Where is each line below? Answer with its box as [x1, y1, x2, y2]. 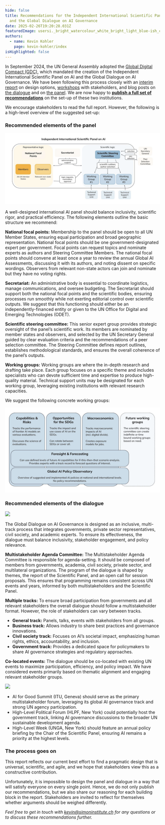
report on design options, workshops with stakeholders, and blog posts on [5, 84, 156, 90]
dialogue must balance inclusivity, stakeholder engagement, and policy [5, 537, 149, 543]
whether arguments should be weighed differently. [5, 799, 107, 805]
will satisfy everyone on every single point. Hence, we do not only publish [5, 784, 154, 790]
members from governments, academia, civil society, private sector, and [5, 562, 152, 568]
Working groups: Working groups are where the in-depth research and [5, 362, 149, 368]
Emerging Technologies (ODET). [5, 312, 70, 318]
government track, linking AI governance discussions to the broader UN [12, 715, 158, 720]
